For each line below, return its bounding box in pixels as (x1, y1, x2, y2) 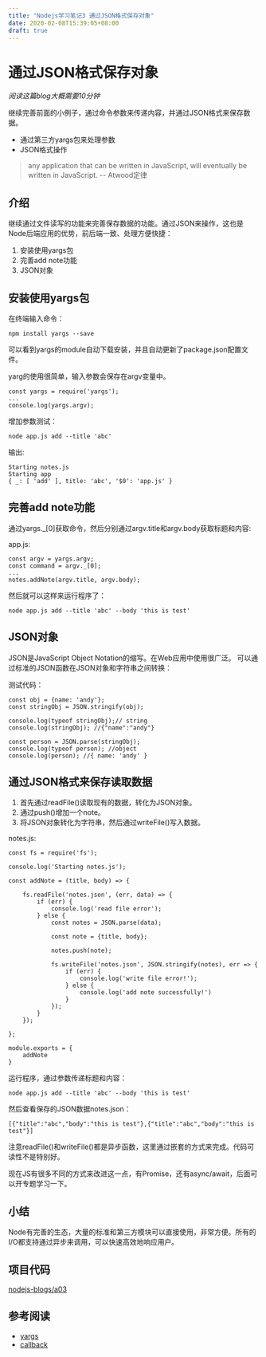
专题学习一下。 (22, 1179, 72, 1189)
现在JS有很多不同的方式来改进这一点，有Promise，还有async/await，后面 (8, 1169, 251, 1178)
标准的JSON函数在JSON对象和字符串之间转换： (14, 663, 173, 672)
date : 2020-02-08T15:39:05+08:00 (8, 19, 119, 27)
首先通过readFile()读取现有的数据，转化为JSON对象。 (19, 798, 197, 808)
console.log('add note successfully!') (79, 989, 213, 997)
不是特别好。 (22, 1152, 65, 1162)
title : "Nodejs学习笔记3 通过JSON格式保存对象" (8, 11, 155, 20)
